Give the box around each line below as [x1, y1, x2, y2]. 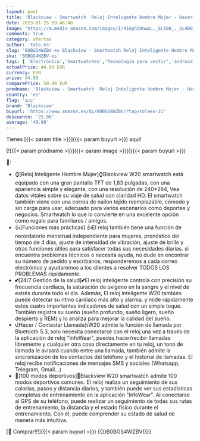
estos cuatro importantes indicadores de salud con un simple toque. [14, 302, 182, 309]
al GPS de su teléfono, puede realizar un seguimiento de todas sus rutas [14, 398, 192, 405]
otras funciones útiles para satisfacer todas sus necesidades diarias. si [14, 245, 189, 252]
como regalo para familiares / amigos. [14, 217, 108, 224]
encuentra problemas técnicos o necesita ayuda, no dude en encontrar [14, 251, 189, 259]
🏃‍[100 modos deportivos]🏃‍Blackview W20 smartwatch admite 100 [14, 373, 177, 380]
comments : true [6, 31, 44, 37]
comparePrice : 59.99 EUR [6, 81, 68, 87]
